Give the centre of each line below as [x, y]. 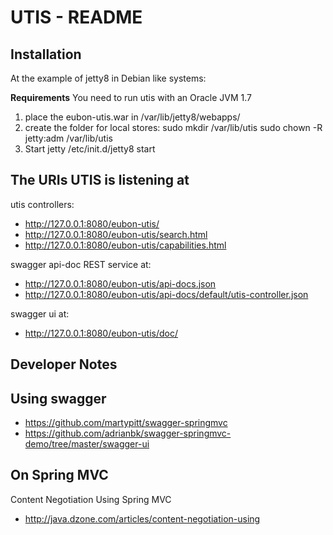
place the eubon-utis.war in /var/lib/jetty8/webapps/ [132, 117]
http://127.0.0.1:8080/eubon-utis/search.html [116, 234]
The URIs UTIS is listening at [100, 180]
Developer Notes [64, 364]
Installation [46, 54]
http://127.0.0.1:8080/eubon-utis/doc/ [101, 333]
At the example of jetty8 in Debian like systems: [108, 78]
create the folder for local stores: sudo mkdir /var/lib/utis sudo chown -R [173, 127]
